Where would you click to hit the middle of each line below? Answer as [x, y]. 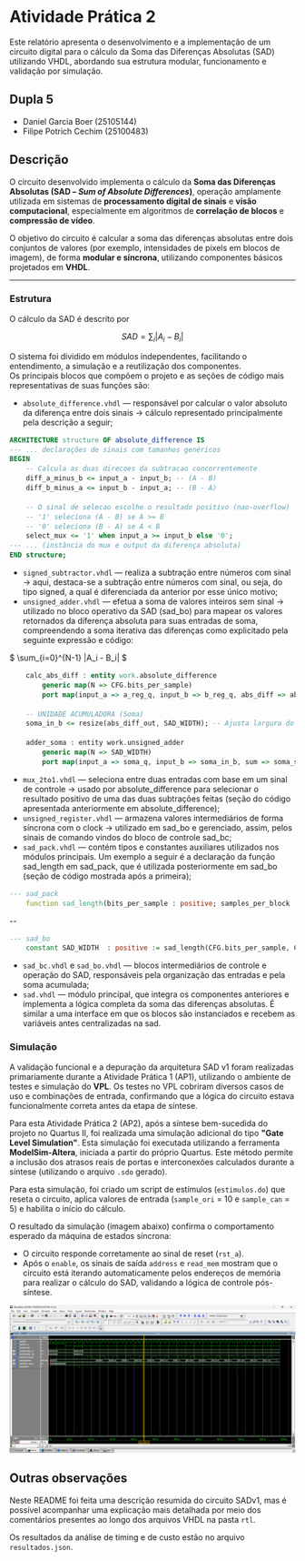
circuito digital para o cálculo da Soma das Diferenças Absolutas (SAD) [142, 51]
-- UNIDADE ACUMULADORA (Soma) [85, 714]
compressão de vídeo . [52, 220]
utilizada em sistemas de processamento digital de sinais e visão [133, 201]
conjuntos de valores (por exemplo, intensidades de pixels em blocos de [145, 247]
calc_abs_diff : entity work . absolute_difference [122, 676]
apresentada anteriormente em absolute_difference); [121, 808]
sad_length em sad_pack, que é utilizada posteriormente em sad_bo [150, 866]
